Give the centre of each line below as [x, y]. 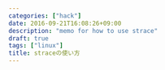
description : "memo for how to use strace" [83, 31]
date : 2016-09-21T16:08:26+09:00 [65, 23]
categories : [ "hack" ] [45, 16]
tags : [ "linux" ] [36, 46]
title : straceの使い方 [44, 53]
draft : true [28, 38]
